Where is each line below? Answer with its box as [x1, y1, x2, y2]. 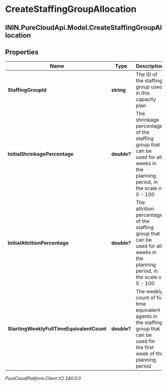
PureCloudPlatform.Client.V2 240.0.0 [5, 376, 81, 382]
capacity [136, 96, 157, 103]
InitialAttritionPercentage [7, 240, 69, 247]
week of [136, 350, 155, 357]
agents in [136, 313, 158, 320]
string [111, 87, 126, 94]
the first [136, 344, 154, 351]
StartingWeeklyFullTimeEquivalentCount [7, 325, 107, 332]
